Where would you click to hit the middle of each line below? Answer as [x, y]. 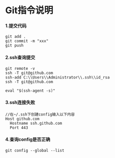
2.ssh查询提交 [20, 57]
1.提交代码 [16, 25]
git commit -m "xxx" [27, 41]
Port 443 [19, 128]
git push [14, 46]
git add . [16, 37]
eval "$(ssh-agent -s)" [30, 91]
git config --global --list [35, 150]
